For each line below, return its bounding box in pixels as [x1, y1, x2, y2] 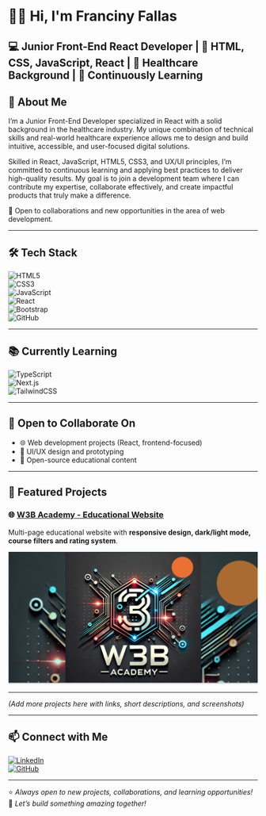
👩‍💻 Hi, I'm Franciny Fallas [8, 7, 177, 25]
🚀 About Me [8, 95, 67, 109]
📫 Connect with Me [8, 730, 108, 744]
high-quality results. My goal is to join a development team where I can [8, 174, 240, 183]
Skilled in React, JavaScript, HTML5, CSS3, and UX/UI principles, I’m [8, 157, 232, 167]
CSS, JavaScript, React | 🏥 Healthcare [8, 56, 199, 70]
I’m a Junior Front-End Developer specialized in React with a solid [8, 117, 222, 126]
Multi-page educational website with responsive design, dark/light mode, [8, 527, 251, 537]
